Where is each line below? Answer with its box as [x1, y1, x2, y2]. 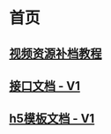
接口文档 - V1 [9, 78, 81, 93]
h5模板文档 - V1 [9, 111, 95, 126]
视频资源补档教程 [9, 46, 102, 61]
